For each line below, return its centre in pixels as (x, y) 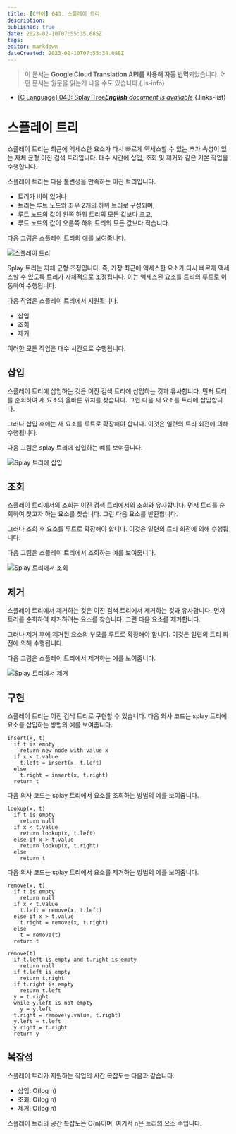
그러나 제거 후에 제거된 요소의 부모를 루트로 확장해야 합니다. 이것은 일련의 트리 (114, 634)
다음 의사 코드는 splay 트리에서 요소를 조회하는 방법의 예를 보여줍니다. (103, 796)
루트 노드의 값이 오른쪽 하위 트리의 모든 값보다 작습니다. (94, 222)
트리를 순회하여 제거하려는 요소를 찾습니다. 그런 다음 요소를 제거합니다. (104, 619)
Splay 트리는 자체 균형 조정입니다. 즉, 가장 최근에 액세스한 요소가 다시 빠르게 (112, 268)
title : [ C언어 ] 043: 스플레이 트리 (54, 14)
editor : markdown (33, 47)
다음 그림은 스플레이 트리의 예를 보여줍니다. (67, 238)
